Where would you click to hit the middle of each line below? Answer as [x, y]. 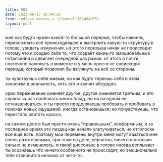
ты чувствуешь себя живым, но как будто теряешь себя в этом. [73, 79]
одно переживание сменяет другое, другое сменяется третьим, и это [80, 93]
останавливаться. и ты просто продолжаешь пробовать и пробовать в [80, 104]
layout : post [19, 23]
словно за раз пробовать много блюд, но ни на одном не [66, 99]
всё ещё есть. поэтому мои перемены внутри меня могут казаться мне [81, 134]
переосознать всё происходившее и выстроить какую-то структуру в [79, 43]
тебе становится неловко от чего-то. [44, 156]
